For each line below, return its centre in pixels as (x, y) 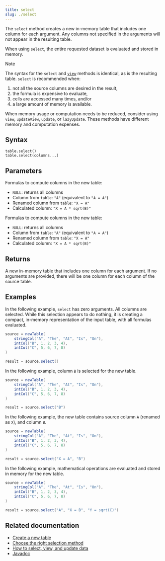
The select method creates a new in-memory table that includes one (76, 28)
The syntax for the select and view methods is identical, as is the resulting (81, 73)
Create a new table (32, 538)
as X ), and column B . (26, 422)
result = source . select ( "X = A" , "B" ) (45, 459)
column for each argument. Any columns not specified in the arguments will (83, 34)
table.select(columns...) (32, 156)
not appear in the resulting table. (39, 39)
